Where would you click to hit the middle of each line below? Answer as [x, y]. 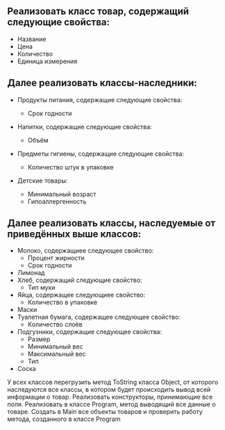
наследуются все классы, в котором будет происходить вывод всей [109, 390]
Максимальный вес [57, 354]
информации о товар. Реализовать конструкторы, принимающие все [110, 397]
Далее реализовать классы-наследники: [102, 83]
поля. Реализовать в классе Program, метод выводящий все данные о [112, 404]
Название [32, 39]
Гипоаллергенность [57, 201]
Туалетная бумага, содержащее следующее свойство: [99, 317]
